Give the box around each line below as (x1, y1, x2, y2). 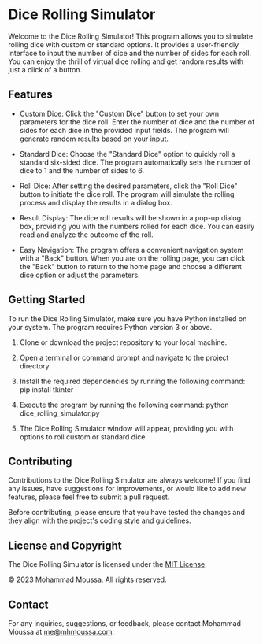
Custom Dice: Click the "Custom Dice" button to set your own (19, 109, 219, 118)
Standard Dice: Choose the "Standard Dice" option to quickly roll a (19, 149, 235, 158)
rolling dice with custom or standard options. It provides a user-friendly (8, 39, 239, 49)
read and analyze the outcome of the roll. (19, 230, 154, 239)
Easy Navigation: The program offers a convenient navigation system (19, 245, 244, 254)
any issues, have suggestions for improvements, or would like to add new (8, 484, 246, 494)
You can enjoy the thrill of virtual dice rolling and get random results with (8, 57, 244, 66)
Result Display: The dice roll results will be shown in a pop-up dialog (19, 213, 242, 222)
